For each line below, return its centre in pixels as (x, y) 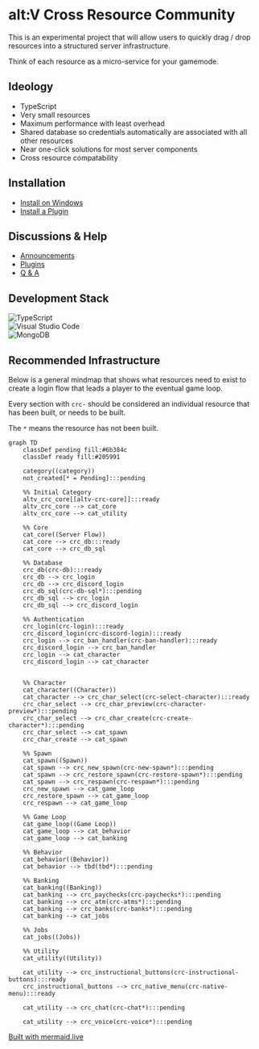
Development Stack (59, 298)
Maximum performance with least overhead (92, 123)
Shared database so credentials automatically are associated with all (134, 132)
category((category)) (59, 471)
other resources (47, 140)
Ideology (31, 87)
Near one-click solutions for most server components (109, 149)
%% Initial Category (57, 492)
